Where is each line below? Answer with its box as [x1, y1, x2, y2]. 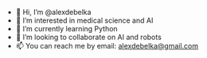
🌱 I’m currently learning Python [15, 24, 118, 33]
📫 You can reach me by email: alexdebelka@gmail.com [15, 42, 199, 50]
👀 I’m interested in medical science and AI [15, 16, 154, 25]
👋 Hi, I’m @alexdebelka [15, 8, 92, 16]
